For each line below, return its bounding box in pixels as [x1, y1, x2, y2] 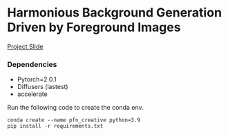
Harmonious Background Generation [7, 5, 222, 21]
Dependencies [7, 59, 57, 69]
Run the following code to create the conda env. [7, 104, 144, 112]
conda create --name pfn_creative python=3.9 [7, 117, 140, 124]
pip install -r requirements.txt [7, 123, 104, 130]
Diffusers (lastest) [17, 83, 68, 91]
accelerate [17, 90, 48, 98]
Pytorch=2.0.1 [17, 75, 57, 84]
